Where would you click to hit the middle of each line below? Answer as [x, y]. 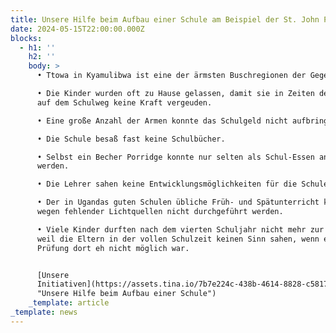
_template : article [69, 303]
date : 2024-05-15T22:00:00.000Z [77, 29]
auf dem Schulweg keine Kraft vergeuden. [124, 102]
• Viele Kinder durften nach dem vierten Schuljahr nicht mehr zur [180, 229]
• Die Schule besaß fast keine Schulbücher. [131, 139]
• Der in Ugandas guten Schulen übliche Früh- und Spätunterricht [178, 202]
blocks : [26, 38]
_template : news [44, 312]
